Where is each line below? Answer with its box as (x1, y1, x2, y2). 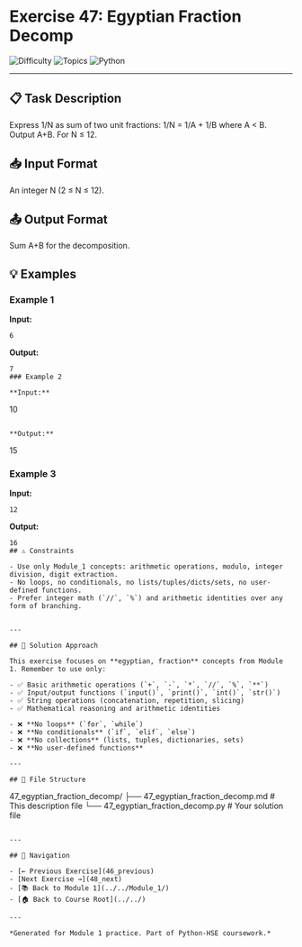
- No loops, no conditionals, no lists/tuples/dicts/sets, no (9, 578, 247, 587)
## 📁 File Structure (9, 775, 87, 785)
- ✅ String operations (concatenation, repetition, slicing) (9, 697, 245, 706)
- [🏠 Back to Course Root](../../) (9, 895, 147, 905)
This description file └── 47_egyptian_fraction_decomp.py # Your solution (9, 800, 284, 812)
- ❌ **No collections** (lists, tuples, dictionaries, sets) (9, 736, 244, 745)
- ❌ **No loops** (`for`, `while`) (9, 720, 144, 729)
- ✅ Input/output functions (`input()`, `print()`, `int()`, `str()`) (9, 688, 281, 697)
